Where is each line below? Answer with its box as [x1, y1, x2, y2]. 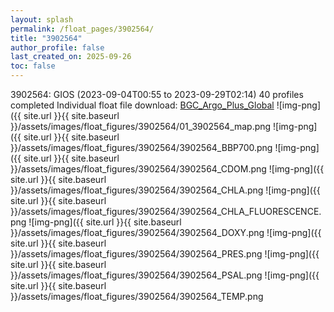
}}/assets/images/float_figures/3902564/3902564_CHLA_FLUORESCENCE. [10, 206, 322, 217]
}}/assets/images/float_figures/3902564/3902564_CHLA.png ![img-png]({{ [10, 184, 321, 196]
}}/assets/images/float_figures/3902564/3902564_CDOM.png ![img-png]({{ [10, 163, 325, 175]
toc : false [10, 61, 56, 71]
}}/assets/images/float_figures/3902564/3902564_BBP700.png [10, 142, 273, 153]
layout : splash [10, 14, 74, 25]
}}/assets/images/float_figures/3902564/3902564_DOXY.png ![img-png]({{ [10, 227, 322, 238]
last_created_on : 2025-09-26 [10, 52, 132, 62]
